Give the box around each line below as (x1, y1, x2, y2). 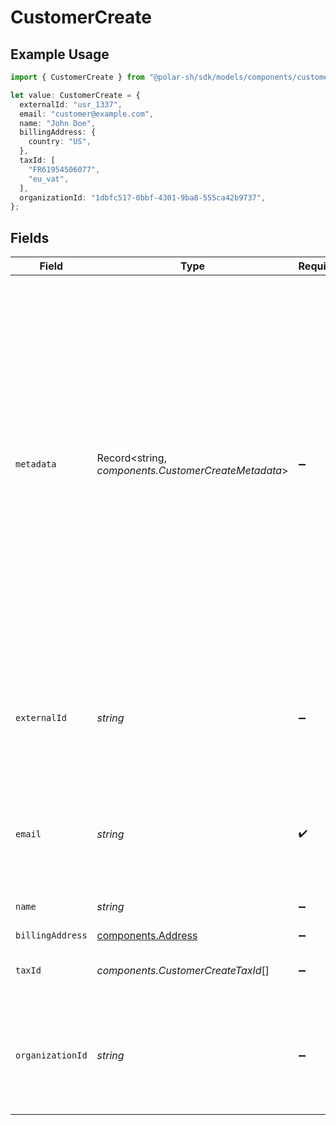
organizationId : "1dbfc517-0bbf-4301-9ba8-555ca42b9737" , (19, 192, 267, 203)
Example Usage (10, 46, 110, 63)
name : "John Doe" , (19, 118, 97, 128)
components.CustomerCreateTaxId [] (96, 964, 270, 978)
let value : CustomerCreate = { (10, 90, 141, 100)
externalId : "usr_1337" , (19, 99, 123, 110)
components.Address (96, 929, 198, 943)
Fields (10, 229, 50, 246)
